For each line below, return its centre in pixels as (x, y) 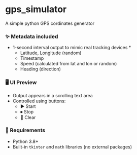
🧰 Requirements (25, 130)
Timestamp (32, 58)
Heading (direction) (40, 69)
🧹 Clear (28, 117)
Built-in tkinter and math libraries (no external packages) (72, 147)
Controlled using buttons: (39, 101)
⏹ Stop (27, 111)
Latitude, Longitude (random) (51, 53)
